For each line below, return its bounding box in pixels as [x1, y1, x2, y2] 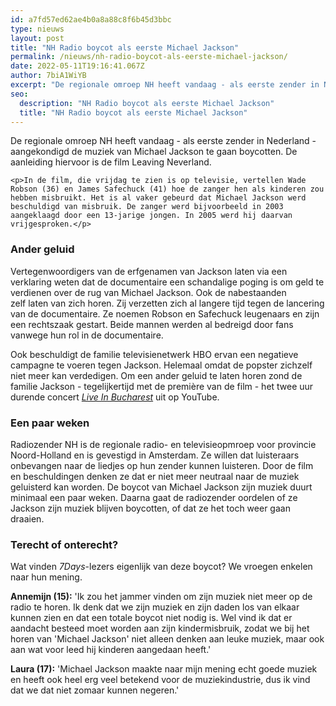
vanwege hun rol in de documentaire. [10, 329, 164, 341]
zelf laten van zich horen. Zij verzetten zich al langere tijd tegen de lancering [10, 297, 325, 309]
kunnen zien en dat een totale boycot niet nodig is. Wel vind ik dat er [10, 612, 293, 624]
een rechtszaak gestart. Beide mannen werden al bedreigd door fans [10, 318, 294, 330]
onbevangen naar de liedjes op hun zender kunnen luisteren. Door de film [10, 459, 314, 471]
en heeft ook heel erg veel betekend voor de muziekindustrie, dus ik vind [10, 674, 311, 686]
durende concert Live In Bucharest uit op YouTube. [10, 391, 220, 403]
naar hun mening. [10, 571, 83, 583]
